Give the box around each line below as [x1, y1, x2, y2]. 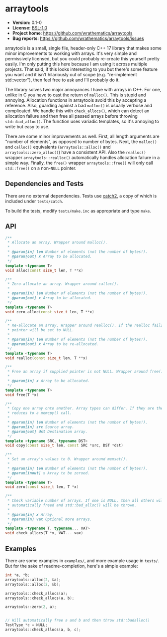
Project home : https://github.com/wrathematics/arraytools [12, 30, 133, 36]
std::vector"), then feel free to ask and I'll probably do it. [5, 77, 120, 83]
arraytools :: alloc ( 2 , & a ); [5, 577, 61, 582]
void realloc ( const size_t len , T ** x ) [5, 355, 88, 361]
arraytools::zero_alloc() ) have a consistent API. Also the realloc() [5, 149, 147, 155]
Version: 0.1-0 [12, 19, 42, 25]
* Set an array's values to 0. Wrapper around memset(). [7, 457, 128, 462]
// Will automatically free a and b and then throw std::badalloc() [5, 618, 150, 623]
